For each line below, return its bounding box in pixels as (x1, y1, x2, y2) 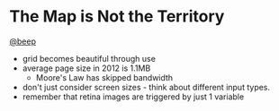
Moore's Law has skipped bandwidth (35, 72, 174, 82)
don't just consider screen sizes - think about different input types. (22, 81, 271, 92)
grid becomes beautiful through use (22, 53, 156, 64)
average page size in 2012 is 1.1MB (22, 63, 151, 73)
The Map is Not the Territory (9, 6, 225, 27)
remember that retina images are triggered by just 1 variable (22, 91, 245, 102)
